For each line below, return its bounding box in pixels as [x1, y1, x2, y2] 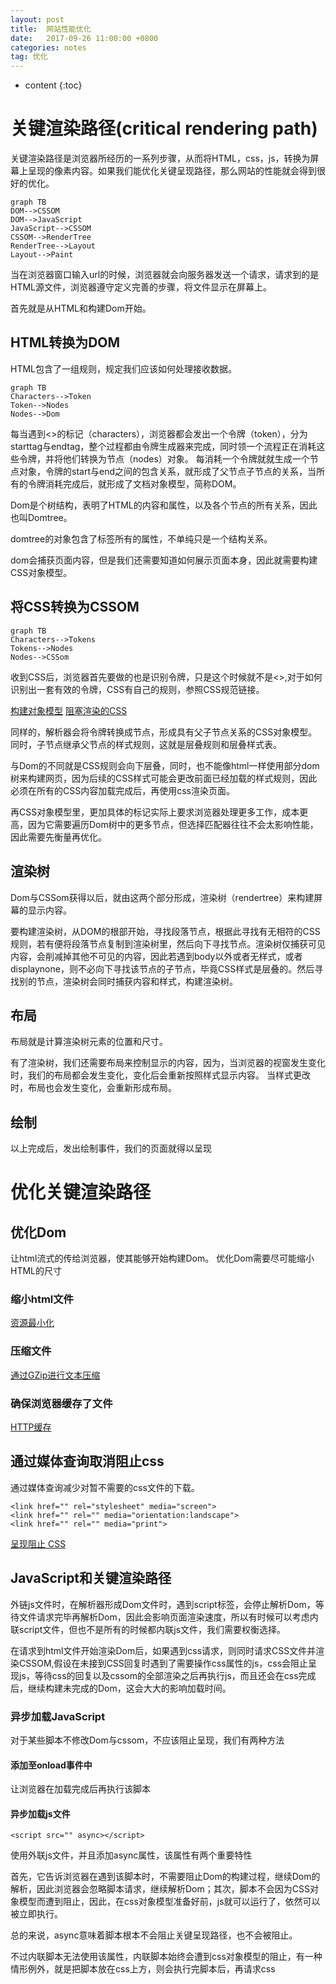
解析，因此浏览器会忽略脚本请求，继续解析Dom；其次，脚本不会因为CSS [10, 1883, 310, 1895]
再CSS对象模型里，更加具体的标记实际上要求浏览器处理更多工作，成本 [10, 806, 300, 818]
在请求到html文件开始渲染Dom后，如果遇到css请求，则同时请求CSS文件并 [10, 1644, 317, 1656]
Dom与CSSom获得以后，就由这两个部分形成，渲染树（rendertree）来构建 [10, 891, 315, 903]
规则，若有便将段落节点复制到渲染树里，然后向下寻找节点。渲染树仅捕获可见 [10, 937, 326, 950]
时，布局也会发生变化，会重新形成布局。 [10, 1082, 177, 1094]
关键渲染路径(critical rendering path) [10, 117, 318, 140]
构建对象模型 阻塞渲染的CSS [10, 704, 128, 716]
